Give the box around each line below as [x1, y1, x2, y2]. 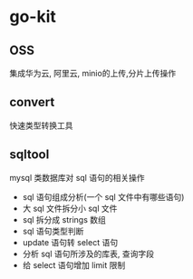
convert [9, 95, 55, 110]
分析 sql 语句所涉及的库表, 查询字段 [22, 248, 154, 259]
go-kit [9, 6, 57, 27]
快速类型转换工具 [9, 120, 73, 131]
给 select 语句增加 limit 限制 [22, 259, 126, 270]
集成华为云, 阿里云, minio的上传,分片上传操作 [9, 68, 177, 78]
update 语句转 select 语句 [22, 236, 119, 247]
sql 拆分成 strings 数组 [22, 214, 106, 224]
